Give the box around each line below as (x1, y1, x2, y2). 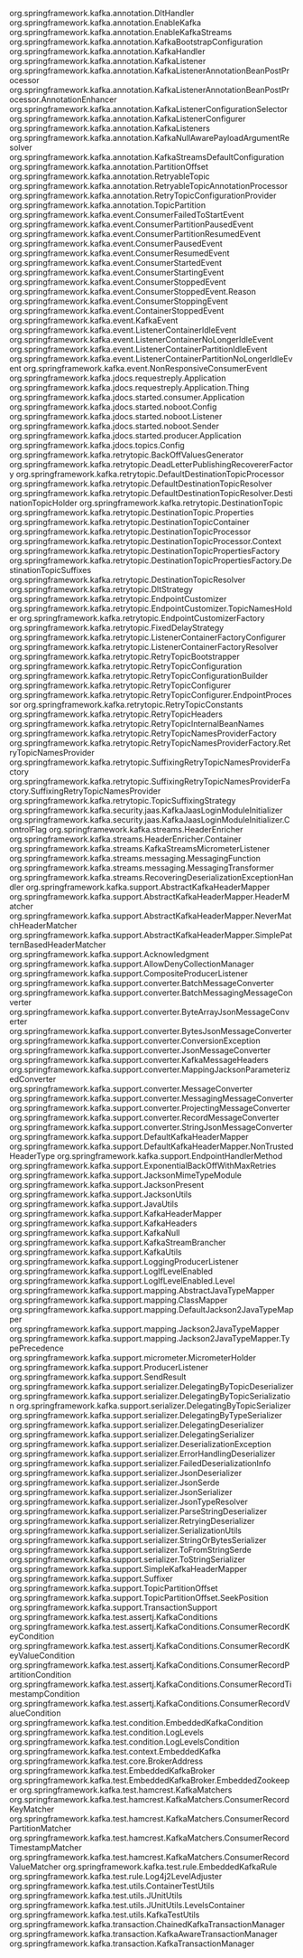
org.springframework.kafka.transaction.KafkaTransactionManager (9, 1938, 255, 1949)
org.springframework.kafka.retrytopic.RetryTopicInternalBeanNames (9, 719, 264, 729)
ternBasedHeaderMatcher (9, 939, 106, 950)
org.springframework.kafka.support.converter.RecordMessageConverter (9, 1112, 280, 1123)
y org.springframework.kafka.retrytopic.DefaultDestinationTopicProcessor (9, 469, 285, 479)
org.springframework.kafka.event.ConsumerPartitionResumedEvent (9, 229, 262, 239)
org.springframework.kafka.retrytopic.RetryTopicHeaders (9, 709, 224, 720)
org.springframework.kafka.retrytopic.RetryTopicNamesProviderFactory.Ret (9, 738, 291, 748)
